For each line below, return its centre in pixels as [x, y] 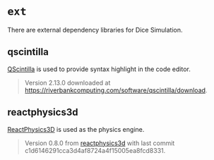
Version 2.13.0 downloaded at [67, 82]
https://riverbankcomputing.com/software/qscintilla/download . [116, 90]
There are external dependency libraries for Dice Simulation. [95, 30]
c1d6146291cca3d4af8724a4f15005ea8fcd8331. [95, 150]
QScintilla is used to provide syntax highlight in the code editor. [99, 69]
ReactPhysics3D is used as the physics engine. [76, 129]
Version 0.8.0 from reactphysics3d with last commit [100, 143]
